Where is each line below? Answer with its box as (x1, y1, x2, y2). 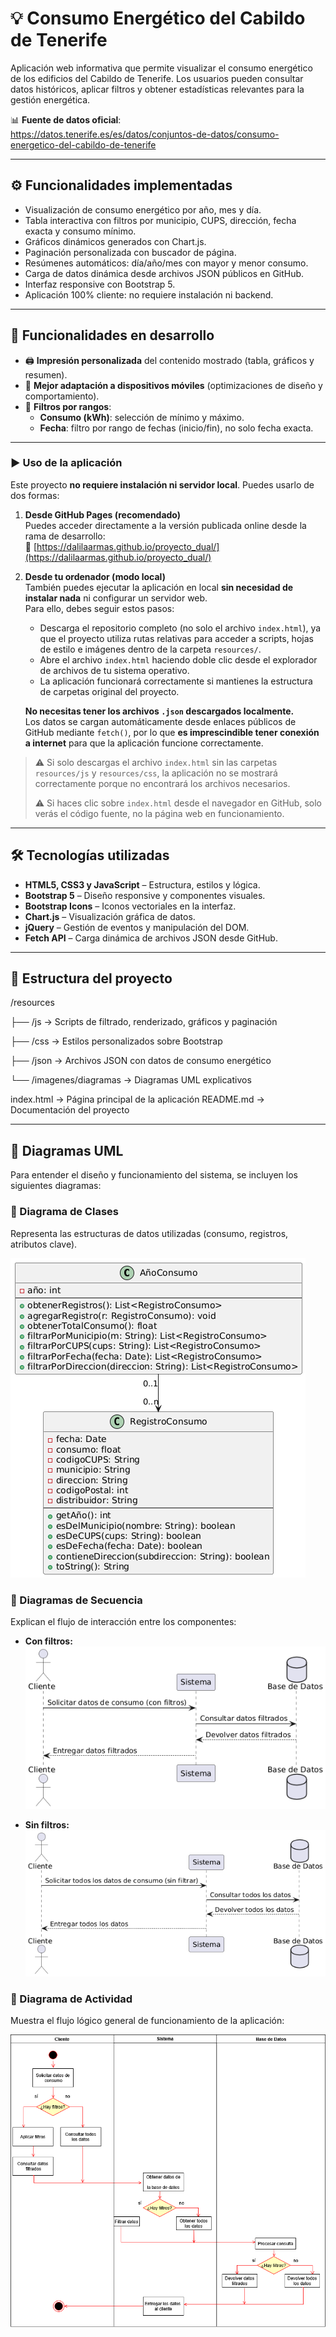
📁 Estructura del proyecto (10, 970, 173, 987)
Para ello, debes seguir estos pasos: (24, 602, 175, 614)
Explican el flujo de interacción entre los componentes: (10, 1615, 237, 1627)
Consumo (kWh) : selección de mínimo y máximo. (39, 411, 245, 423)
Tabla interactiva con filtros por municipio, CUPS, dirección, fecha (24, 214, 297, 226)
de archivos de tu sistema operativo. (39, 664, 190, 676)
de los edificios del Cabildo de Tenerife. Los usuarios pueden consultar (10, 72, 304, 84)
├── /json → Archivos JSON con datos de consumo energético (10, 1055, 272, 1067)
